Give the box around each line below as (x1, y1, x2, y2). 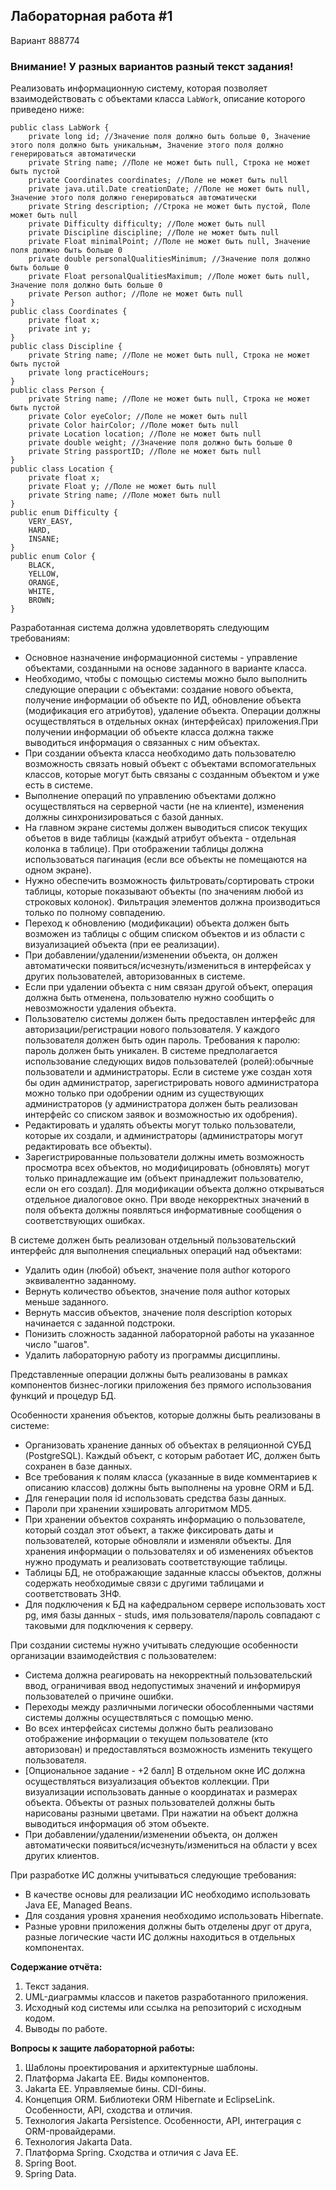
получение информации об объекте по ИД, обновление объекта (24, 694, 302, 706)
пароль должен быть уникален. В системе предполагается (24, 1045, 278, 1057)
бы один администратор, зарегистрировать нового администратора (24, 1077, 320, 1089)
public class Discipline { (10, 342, 123, 352)
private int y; (28, 324, 92, 334)
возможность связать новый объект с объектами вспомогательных (24, 758, 317, 770)
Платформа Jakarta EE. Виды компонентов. (24, 2072, 210, 2084)
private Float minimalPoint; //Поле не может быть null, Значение (28, 237, 311, 247)
